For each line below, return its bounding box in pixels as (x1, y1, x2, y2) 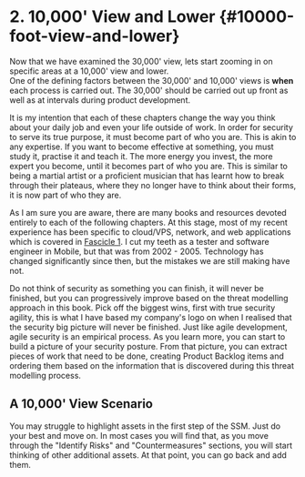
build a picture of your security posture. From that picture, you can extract (9, 340, 288, 351)
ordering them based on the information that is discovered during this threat (9, 360, 294, 370)
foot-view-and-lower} (9, 25, 180, 46)
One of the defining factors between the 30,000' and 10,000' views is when (9, 75, 294, 86)
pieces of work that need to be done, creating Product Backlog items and (9, 350, 285, 361)
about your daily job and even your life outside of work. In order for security (9, 121, 293, 133)
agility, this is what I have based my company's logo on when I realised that (9, 311, 293, 322)
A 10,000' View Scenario (9, 396, 153, 411)
